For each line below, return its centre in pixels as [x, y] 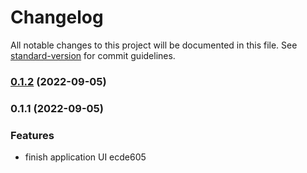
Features [32, 135]
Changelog [57, 17]
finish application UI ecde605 [85, 157]
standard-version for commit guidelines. [93, 55]
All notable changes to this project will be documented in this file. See [154, 45]
